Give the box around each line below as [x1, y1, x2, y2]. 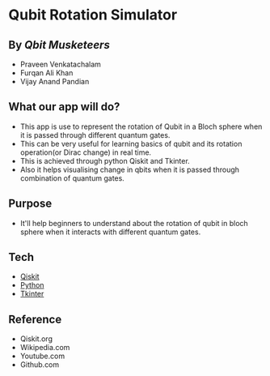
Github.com [19, 360, 60, 370]
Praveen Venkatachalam [19, 59, 101, 69]
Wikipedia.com [19, 343, 70, 352]
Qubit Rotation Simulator [8, 6, 178, 24]
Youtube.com [19, 351, 65, 361]
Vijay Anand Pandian [19, 77, 90, 86]
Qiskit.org [19, 334, 53, 344]
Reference [8, 312, 62, 326]
